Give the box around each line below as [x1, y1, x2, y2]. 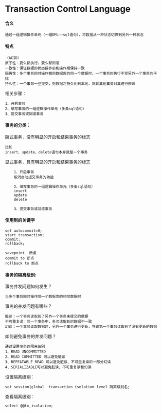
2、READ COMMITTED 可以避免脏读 [5, 355, 66, 359]
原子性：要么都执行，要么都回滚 [5, 60, 60, 65]
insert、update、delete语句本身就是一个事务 [5, 150, 88, 154]
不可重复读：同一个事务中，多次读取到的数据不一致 [5, 319, 92, 324]
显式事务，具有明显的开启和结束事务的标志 [5, 159, 90, 165]
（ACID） [5, 55, 21, 60]
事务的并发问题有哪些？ [5, 303, 52, 309]
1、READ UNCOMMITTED [5, 349, 46, 354]
